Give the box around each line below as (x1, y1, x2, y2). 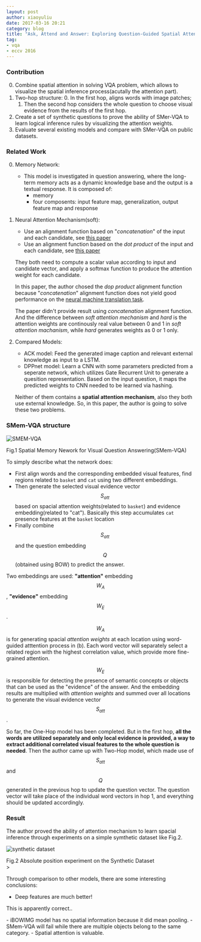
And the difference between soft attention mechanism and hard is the (14, 314, 187, 321)
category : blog (6, 25, 44, 32)
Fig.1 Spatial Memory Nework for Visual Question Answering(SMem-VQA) (6, 446, 187, 454)
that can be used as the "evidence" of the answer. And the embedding (6, 683, 180, 691)
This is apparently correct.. (6, 905, 73, 912)
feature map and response (32, 205, 98, 212)
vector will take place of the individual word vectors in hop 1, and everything (6, 792, 194, 800)
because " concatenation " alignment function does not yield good (14, 290, 176, 297)
